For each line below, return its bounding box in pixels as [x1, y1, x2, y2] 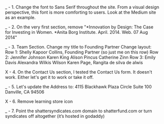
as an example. [5, 15, 36, 20]
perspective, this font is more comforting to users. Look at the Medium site [5, 9, 156, 15]
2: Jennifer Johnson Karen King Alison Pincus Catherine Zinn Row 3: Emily [5, 54, 156, 60]
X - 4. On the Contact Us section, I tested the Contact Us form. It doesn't [5, 69, 152, 75]
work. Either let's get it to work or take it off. [5, 74, 94, 80]
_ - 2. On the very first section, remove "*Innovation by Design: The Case [5, 24, 154, 30]
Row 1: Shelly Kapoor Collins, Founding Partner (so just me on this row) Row [5, 49, 159, 55]
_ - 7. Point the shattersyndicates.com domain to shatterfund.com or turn [5, 108, 152, 114]
